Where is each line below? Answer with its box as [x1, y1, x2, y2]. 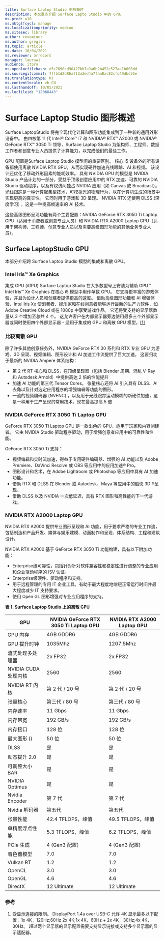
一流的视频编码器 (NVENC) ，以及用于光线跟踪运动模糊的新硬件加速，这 [12, 392, 158, 398]
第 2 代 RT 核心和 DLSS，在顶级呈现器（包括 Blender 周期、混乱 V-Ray [12, 368, 156, 374]
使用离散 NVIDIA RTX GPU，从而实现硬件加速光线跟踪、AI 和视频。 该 [13, 164, 155, 170]
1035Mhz [46, 640, 70, 647]
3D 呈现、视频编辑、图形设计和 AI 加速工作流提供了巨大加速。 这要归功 [13, 351, 158, 357]
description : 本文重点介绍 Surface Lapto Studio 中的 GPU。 [5, 12, 124, 17]
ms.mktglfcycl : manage [5, 21, 52, 26]
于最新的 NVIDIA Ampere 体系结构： [5, 357, 79, 363]
